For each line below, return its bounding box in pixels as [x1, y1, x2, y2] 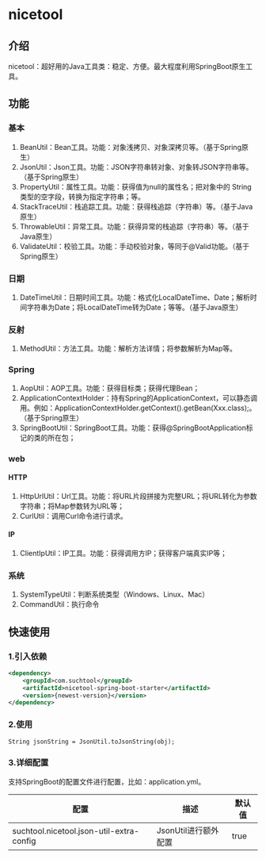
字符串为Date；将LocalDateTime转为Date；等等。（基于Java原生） [26, 302, 243, 312]
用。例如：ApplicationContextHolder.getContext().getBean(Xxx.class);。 [19, 403, 256, 412]
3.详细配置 [8, 757, 49, 769]
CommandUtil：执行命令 [19, 600, 100, 609]
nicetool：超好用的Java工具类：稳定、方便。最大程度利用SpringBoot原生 [8, 62, 246, 71]
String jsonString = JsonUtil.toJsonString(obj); [8, 738, 176, 746]
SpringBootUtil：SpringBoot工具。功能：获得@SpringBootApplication [19, 423, 247, 432]
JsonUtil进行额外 [156, 825, 219, 836]
